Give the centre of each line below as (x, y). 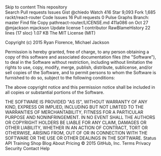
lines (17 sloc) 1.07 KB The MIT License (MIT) (50, 33)
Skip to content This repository (36, 7)
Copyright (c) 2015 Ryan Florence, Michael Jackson (57, 42)
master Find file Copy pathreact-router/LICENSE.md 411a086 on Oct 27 (77, 22)
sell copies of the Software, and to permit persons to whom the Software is (81, 72)
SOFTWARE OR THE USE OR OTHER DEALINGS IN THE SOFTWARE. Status (81, 138)
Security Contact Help (27, 148)
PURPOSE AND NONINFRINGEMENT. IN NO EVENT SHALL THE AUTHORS (80, 117)
